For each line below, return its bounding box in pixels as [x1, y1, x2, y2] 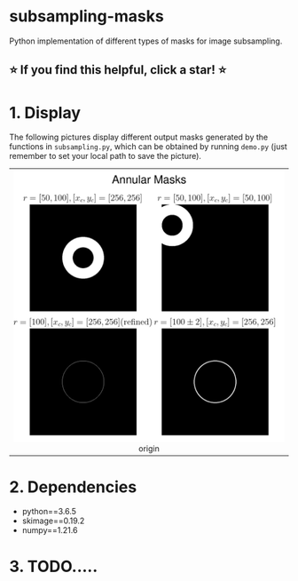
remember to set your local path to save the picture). [9, 151, 202, 162]
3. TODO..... [9, 556, 98, 577]
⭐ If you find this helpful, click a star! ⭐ [9, 62, 227, 77]
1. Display [9, 102, 82, 123]
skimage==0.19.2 [21, 515, 85, 526]
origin [138, 443, 160, 454]
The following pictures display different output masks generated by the [9, 131, 269, 143]
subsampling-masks [9, 6, 164, 27]
